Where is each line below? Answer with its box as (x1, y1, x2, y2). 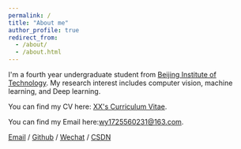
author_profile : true (8, 26, 80, 34)
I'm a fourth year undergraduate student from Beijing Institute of (8, 70, 217, 79)
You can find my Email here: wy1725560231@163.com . (8, 117, 184, 126)
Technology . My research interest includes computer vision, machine (8, 78, 233, 88)
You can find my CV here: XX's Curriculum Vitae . (8, 102, 168, 111)
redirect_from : (8, 33, 58, 42)
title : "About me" (8, 19, 69, 27)
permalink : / (8, 11, 51, 20)
